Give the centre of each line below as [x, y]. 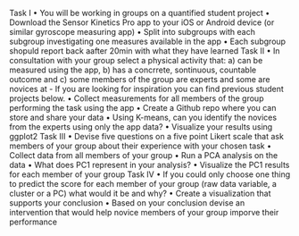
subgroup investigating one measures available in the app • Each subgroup [148, 41]
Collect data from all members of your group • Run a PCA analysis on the [144, 155]
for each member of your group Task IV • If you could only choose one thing [150, 174]
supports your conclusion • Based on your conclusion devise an [127, 203]
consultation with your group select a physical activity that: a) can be [136, 60]
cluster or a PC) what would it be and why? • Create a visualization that [140, 193]
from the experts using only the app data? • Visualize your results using [141, 127]
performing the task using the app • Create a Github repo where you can [143, 108]
